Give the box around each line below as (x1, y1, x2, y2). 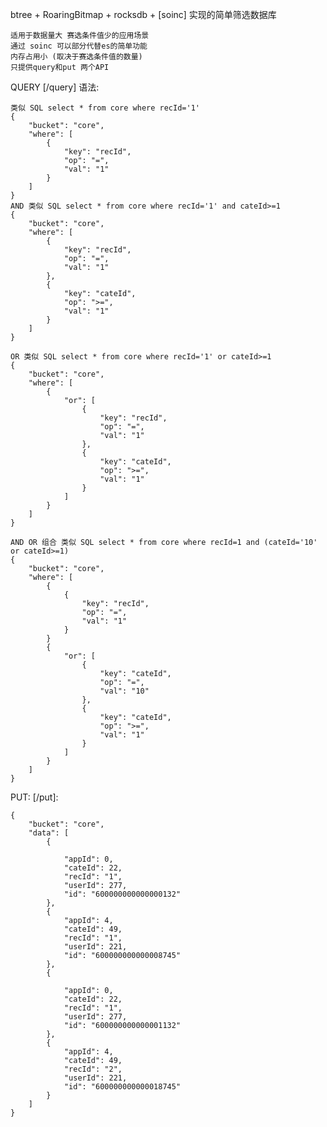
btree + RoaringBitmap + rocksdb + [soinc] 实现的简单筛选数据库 (10, 9, 277, 20)
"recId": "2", (63, 1064, 123, 1074)
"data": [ (28, 828, 70, 838)
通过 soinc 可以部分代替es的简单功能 (10, 41, 148, 51)
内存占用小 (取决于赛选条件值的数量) (10, 52, 143, 62)
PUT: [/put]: (10, 791, 59, 803)
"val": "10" (99, 686, 150, 696)
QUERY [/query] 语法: (10, 81, 100, 93)
